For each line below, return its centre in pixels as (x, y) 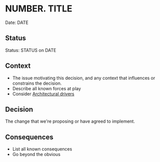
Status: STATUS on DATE (31, 50)
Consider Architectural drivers (43, 94)
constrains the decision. (37, 83)
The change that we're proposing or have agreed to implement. (70, 121)
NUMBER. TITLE (39, 9)
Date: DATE (17, 22)
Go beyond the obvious (36, 155)
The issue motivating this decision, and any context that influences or (84, 78)
